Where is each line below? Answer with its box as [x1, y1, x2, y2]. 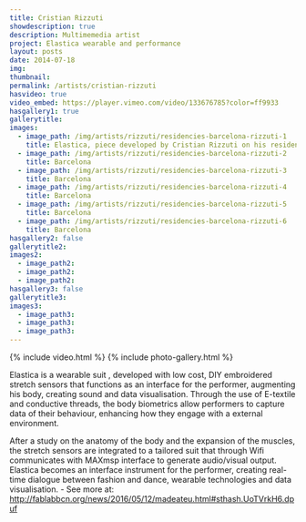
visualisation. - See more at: [9, 484, 115, 495]
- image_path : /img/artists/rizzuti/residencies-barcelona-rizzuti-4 [17, 183, 287, 192]
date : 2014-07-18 [9, 56, 76, 65]
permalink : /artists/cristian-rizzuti [9, 81, 157, 90]
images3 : [9, 302, 43, 311]
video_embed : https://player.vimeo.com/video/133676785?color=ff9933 [9, 97, 280, 107]
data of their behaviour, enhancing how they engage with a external [9, 408, 263, 419]
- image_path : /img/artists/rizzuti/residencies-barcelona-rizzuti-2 [17, 148, 287, 158]
